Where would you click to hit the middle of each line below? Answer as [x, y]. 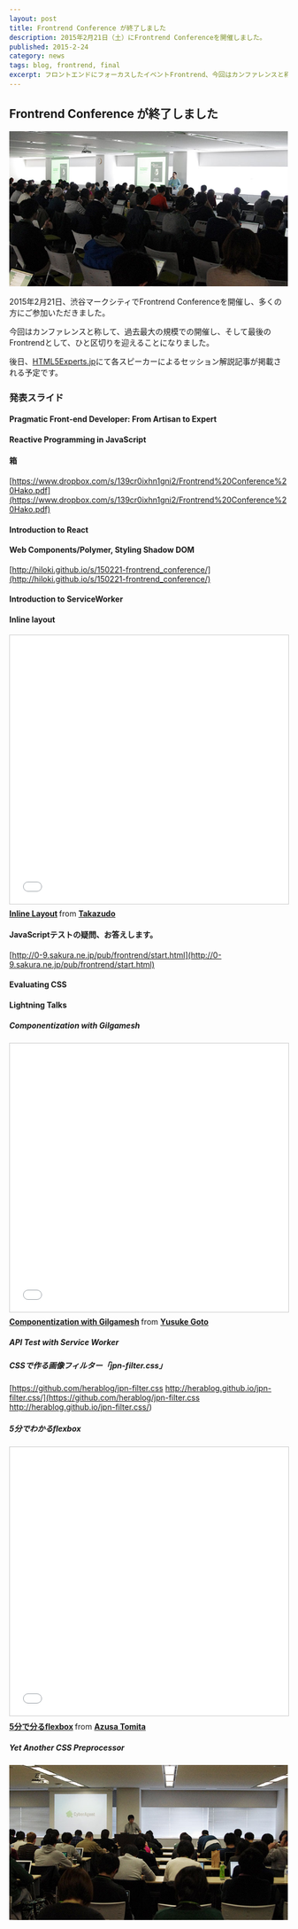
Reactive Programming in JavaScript [78, 439]
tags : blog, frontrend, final [65, 66]
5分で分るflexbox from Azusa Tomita [77, 1727]
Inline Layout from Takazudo [63, 914]
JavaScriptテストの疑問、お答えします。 [83, 935]
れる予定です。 [36, 372]
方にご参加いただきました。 [60, 312]
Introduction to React [49, 529]
